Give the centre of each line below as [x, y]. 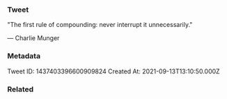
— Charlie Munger [33, 38]
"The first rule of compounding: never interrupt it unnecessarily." [100, 25]
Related [21, 89]
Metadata [24, 56]
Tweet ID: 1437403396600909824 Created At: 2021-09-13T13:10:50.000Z [114, 71]
